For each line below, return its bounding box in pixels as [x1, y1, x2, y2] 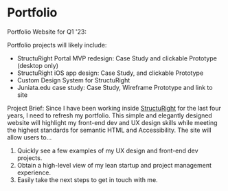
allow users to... [7, 133, 52, 142]
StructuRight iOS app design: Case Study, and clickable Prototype [16, 69, 204, 77]
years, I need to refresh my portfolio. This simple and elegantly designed [7, 111, 213, 120]
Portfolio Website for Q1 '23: [7, 27, 87, 36]
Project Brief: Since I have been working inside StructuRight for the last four [7, 104, 221, 112]
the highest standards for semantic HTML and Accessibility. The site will [7, 126, 212, 134]
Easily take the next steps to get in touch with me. [16, 175, 158, 183]
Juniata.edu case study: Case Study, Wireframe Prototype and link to [16, 83, 213, 91]
